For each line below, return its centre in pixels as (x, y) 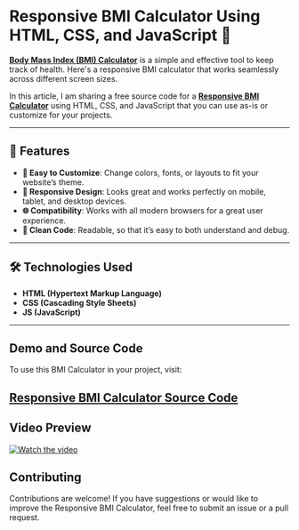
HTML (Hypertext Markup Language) (92, 293)
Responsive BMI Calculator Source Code (124, 397)
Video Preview (50, 428)
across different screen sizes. (64, 78)
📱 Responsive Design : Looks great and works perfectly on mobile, (144, 191)
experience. (44, 221)
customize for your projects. (61, 115)
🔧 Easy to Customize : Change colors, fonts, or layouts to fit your (140, 173)
